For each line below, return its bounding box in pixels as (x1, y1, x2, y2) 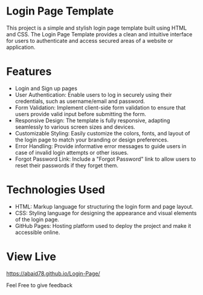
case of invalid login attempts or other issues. (14, 149, 129, 156)
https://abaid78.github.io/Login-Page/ (6, 270, 101, 277)
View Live (6, 250, 56, 264)
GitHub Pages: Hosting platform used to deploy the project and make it (14, 222, 192, 229)
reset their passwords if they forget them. (14, 161, 119, 169)
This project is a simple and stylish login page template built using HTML (6, 24, 187, 31)
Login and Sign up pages (14, 85, 77, 92)
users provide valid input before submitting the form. (14, 110, 147, 117)
